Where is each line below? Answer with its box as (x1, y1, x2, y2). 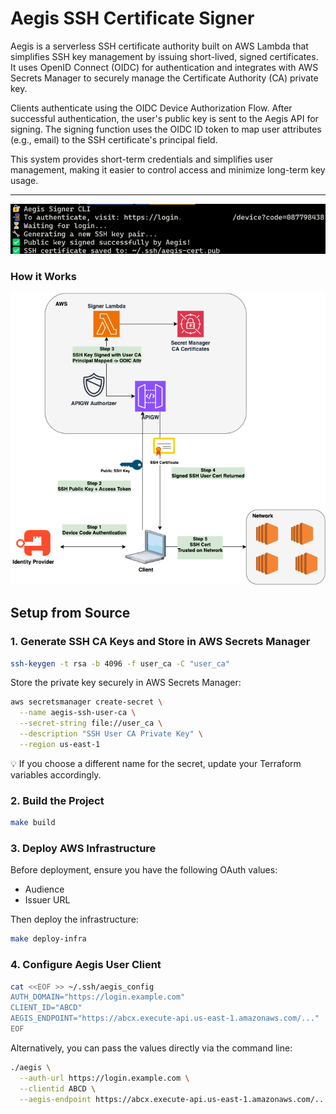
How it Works (10, 269, 77, 283)
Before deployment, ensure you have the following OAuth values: (10, 864, 278, 876)
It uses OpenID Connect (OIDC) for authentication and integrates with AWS (10, 61, 319, 73)
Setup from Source (10, 605, 131, 622)
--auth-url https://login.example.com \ (19, 1073, 190, 1083)
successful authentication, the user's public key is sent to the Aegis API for (10, 112, 319, 124)
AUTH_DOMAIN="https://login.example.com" (10, 992, 186, 1002)
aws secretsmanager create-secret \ (10, 697, 163, 707)
